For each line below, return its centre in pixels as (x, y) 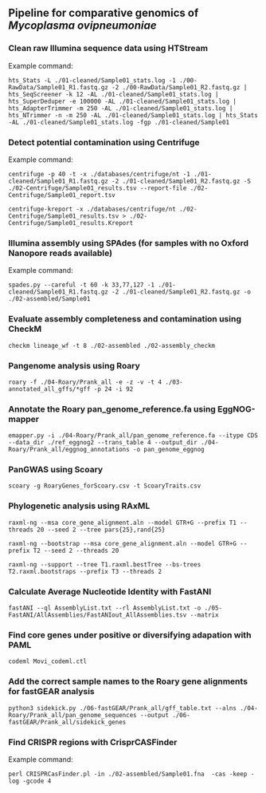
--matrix (204, 615)
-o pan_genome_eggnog (168, 450)
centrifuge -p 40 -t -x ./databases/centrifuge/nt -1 (100, 174)
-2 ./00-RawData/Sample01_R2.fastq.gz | (179, 87)
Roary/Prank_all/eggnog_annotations (69, 450)
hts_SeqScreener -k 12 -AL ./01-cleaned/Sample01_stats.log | (113, 94)
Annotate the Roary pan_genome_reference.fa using (112, 408)
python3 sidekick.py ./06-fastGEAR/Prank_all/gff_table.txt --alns (123, 708)
